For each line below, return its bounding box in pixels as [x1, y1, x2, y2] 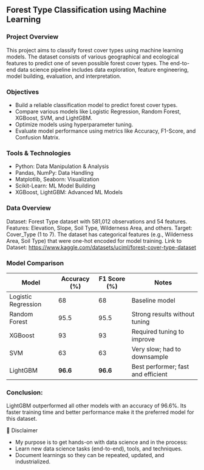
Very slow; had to [131, 345, 181, 353]
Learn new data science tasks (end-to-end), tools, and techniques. [15, 445, 183, 452]
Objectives [6, 88, 39, 96]
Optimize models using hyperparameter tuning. [15, 121, 134, 128]
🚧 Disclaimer [6, 427, 38, 434]
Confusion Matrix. [15, 133, 61, 141]
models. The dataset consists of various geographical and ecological [6, 53, 179, 60]
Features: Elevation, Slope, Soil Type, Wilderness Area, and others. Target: [6, 224, 192, 231]
